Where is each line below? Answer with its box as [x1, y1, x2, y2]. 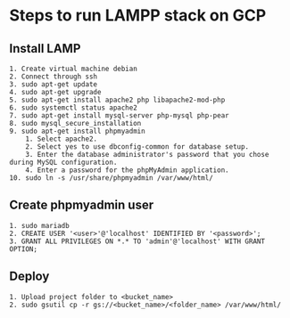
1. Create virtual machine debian [9, 64, 138, 73]
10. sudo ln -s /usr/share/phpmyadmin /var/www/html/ [9, 174, 214, 183]
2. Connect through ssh [9, 72, 98, 81]
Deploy [9, 269, 50, 284]
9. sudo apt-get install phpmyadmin [9, 126, 145, 135]
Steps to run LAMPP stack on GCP [9, 5, 267, 26]
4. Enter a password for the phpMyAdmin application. [25, 166, 229, 175]
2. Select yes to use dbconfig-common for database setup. [25, 143, 250, 151]
